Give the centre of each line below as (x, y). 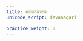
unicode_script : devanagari (42, 17)
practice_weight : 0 (31, 28)
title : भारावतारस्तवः (27, 12)
